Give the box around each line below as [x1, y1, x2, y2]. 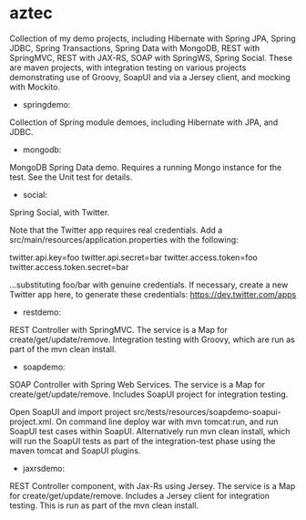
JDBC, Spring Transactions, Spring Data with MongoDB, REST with [9, 42, 260, 53]
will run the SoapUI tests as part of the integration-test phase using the [9, 435, 276, 446]
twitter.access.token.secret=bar [9, 261, 129, 272]
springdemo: [22, 99, 71, 109]
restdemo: [22, 307, 62, 317]
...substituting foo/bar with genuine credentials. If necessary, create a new [9, 279, 289, 290]
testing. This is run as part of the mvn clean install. [9, 500, 199, 511]
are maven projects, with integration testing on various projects [9, 62, 247, 73]
